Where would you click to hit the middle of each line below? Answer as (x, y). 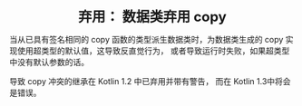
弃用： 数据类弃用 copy (152, 17)
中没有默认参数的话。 (49, 62)
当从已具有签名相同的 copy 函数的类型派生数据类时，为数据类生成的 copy (146, 39)
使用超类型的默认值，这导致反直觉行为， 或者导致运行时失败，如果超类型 (153, 51)
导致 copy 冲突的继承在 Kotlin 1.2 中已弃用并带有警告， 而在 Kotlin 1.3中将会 (151, 81)
